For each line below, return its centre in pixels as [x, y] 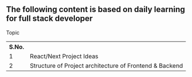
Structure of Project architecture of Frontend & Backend [107, 65]
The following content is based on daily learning [96, 10]
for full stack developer [49, 19]
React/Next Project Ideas [64, 56]
